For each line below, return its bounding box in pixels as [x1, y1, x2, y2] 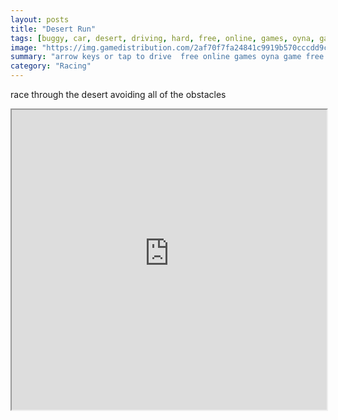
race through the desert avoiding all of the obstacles [10, 89, 227, 100]
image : [10, 42, 38, 53]
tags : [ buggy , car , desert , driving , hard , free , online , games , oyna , [10, 33, 316, 43]
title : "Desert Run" [10, 24, 97, 34]
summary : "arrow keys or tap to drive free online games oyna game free [10, 52, 325, 62]
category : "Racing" [10, 61, 92, 71]
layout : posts [10, 14, 70, 25]
